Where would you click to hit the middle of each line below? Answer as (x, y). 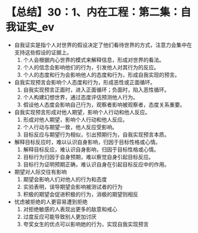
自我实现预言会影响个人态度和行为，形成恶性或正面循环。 (85, 82)
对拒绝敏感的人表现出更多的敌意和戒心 (70, 209)
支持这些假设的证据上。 (43, 52)
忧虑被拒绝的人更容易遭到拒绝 (51, 201)
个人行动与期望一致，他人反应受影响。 (70, 127)
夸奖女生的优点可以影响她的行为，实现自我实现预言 (86, 224)
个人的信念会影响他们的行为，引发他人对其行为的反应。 (91, 67)
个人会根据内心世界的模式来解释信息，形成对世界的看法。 (94, 60)
